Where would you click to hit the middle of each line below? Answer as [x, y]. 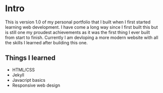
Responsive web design [36, 85]
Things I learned [30, 58]
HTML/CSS [23, 70]
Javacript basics [29, 80]
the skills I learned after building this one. [46, 42]
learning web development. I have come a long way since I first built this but [81, 27]
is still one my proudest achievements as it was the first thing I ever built [78, 32]
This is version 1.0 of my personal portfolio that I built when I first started [78, 22]
